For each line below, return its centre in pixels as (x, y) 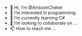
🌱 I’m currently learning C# (37, 18)
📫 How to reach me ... (33, 28)
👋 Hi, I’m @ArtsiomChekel (36, 8)
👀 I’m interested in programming (43, 13)
